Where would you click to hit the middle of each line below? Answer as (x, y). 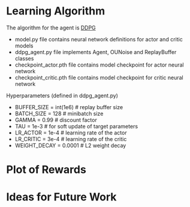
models (24, 46)
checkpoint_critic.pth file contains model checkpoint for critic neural (99, 77)
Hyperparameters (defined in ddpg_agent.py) (62, 95)
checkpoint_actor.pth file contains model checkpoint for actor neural (99, 65)
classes (24, 58)
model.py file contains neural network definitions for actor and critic (99, 39)
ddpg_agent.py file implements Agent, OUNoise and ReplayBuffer (96, 52)
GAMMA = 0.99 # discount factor (56, 120)
